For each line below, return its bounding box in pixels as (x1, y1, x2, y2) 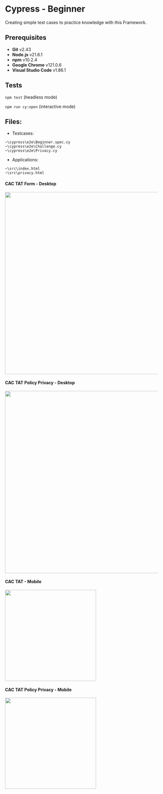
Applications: (12, 157, 39, 163)
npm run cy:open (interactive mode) (5, 104, 76, 109)
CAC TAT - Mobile (5, 579, 42, 585)
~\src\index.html (5, 166, 40, 171)
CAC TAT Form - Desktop (5, 181, 57, 187)
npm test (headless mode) (5, 94, 57, 100)
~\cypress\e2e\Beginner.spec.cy (5, 140, 70, 145)
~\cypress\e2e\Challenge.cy (5, 144, 62, 149)
